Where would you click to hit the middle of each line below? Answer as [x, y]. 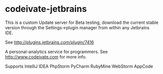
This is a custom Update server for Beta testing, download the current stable [82, 22]
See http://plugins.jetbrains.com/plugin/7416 [49, 42]
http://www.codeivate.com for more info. [46, 56]
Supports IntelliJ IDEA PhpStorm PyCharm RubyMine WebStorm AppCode [79, 66]
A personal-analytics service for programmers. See [56, 52]
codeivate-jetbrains [46, 9]
